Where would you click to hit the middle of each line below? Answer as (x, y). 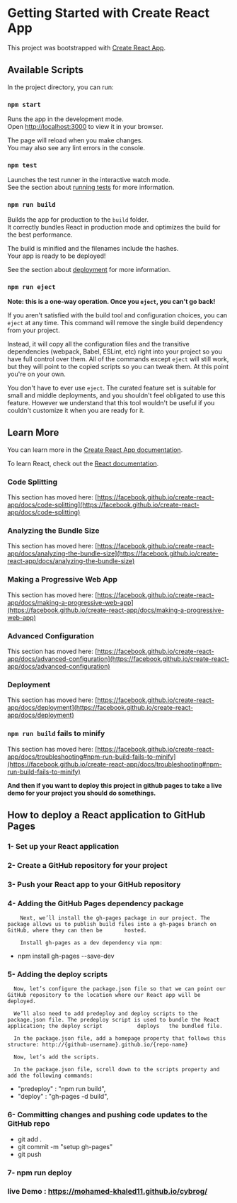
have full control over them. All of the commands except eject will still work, (118, 358)
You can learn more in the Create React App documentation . (95, 450)
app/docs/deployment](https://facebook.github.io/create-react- (100, 708)
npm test (22, 165)
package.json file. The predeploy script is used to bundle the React (114, 1020)
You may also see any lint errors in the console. (76, 148)
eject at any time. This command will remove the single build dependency (115, 322)
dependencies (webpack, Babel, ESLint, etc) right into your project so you (115, 351)
